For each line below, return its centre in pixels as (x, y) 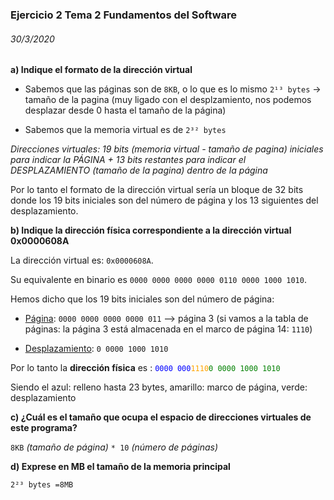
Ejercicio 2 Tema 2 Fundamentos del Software (124, 15)
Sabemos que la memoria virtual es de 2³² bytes (125, 130)
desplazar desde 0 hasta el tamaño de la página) (125, 110)
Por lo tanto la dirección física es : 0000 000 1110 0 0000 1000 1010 (145, 368)
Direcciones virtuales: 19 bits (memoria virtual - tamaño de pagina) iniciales (167, 149)
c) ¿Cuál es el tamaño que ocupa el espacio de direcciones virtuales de (161, 417)
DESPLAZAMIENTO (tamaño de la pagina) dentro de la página (139, 170)
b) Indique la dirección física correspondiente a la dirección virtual (151, 230)
